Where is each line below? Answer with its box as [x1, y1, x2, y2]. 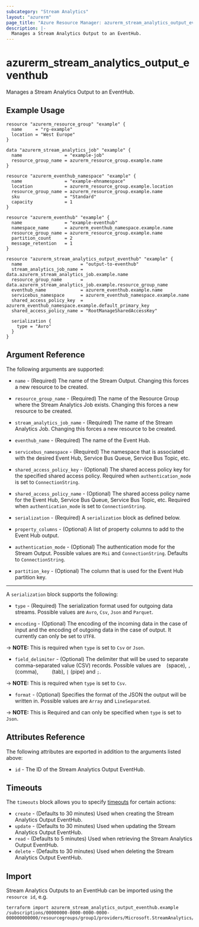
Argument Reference [6, 350, 85, 360]
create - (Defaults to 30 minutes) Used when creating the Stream [14, 810, 174, 817]
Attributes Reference [6, 732, 85, 742]
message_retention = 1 [11, 240, 73, 246]
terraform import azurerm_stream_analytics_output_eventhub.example [6, 904, 179, 911]
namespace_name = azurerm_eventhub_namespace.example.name [11, 224, 174, 231]
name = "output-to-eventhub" [11, 261, 139, 267]
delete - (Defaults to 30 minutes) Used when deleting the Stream [14, 848, 174, 855]
